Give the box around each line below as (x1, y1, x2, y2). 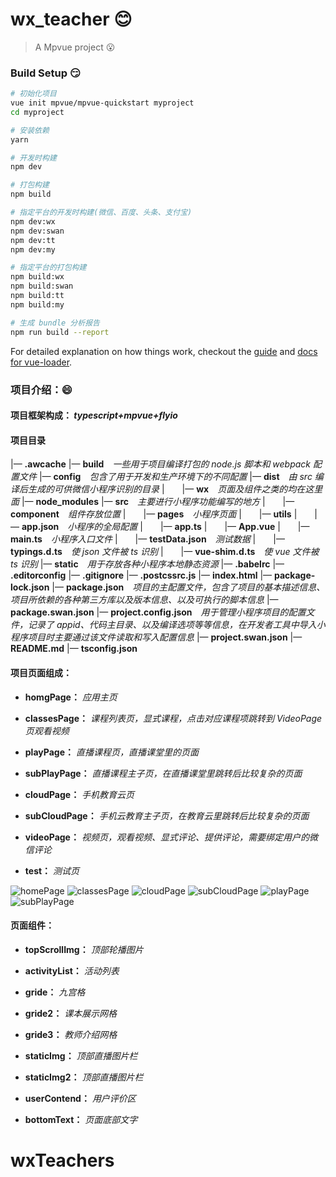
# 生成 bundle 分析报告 (10, 318, 100, 328)
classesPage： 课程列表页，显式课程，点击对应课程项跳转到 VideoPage (24, 712, 323, 724)
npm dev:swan (10, 226, 65, 236)
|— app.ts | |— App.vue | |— (159, 521, 310, 533)
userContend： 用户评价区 (24, 1092, 137, 1104)
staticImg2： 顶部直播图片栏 (24, 1071, 144, 1083)
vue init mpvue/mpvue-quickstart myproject (10, 98, 195, 108)
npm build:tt (10, 291, 65, 301)
